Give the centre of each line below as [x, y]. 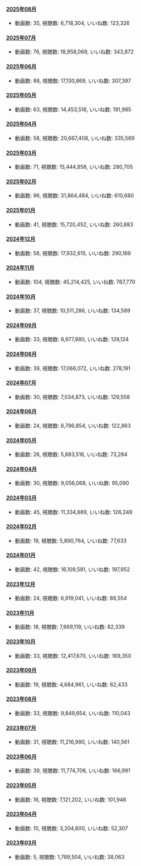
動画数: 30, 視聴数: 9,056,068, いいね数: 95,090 [72, 483]
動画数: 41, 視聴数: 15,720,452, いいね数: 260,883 [74, 224]
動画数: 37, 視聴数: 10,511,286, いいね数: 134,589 [73, 311]
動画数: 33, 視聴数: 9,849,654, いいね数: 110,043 [73, 713]
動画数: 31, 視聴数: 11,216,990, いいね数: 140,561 [72, 742]
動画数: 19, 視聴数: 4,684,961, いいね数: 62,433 [71, 684]
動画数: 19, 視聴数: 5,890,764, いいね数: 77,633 [70, 541]
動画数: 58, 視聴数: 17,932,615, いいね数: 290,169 [73, 253]
